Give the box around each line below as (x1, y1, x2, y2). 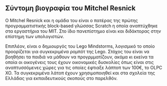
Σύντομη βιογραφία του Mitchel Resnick (5, 4, 136, 13)
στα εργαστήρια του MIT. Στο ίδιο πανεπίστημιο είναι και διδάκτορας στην (5, 28, 161, 34)
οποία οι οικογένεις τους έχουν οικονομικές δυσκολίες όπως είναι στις (5, 59, 154, 65)
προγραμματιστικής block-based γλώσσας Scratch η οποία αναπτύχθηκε (5, 23, 158, 29)
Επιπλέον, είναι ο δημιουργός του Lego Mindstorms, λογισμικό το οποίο (5, 43, 155, 49)
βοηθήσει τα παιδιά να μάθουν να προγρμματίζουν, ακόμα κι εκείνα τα (5, 54, 154, 60)
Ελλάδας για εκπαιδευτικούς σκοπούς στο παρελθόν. (5, 75, 118, 81)
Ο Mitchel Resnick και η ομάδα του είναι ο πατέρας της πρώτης (5, 17, 138, 23)
